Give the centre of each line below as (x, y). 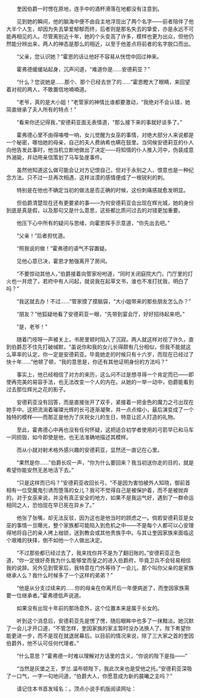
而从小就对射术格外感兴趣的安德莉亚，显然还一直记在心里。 (89, 450)
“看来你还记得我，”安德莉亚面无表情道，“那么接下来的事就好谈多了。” (99, 122)
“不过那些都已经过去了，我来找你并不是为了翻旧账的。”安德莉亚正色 (98, 553)
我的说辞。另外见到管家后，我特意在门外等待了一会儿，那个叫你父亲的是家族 (100, 568)
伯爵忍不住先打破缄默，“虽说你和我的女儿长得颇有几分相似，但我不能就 (99, 347)
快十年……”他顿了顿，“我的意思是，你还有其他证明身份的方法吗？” (87, 362)
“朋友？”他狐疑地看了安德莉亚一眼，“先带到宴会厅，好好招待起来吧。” (101, 314)
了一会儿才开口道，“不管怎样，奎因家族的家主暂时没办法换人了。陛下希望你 (99, 628)
